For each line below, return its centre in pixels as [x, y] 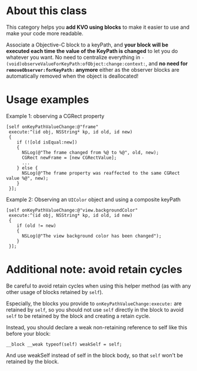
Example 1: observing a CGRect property [55, 116]
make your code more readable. [45, 33]
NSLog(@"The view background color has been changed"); [91, 236]
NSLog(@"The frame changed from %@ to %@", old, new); [90, 152]
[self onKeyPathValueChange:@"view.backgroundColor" [72, 210]
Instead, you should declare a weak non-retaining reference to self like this [97, 327]
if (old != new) [37, 225]
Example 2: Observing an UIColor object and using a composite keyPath [94, 199]
